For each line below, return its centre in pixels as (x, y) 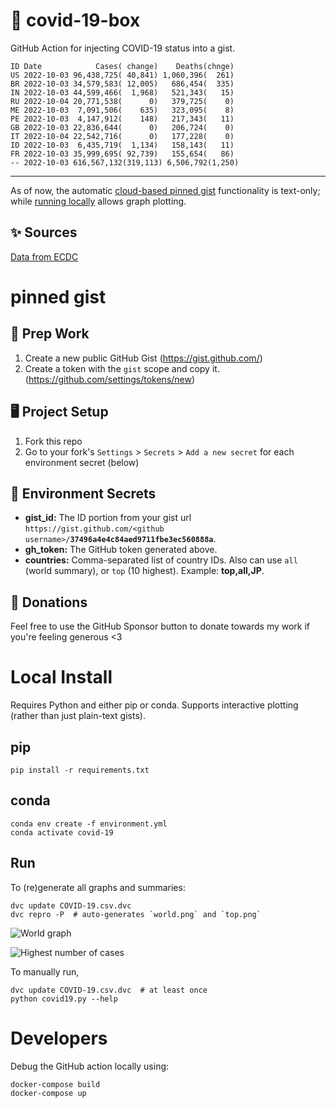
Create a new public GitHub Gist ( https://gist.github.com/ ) (143, 358)
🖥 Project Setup (59, 412)
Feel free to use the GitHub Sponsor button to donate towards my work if (160, 626)
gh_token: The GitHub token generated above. (121, 550)
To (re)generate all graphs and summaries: (98, 887)
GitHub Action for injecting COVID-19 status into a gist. (123, 48)
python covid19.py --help (64, 999)
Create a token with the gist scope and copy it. (122, 368)
